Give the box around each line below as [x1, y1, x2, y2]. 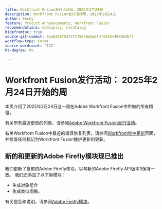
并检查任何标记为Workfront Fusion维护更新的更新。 [5, 137, 108, 142]
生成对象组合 [12, 182, 38, 188]
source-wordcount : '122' [5, 43, 55, 48]
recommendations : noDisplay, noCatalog [5, 25, 86, 30]
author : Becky [5, 16, 34, 21]
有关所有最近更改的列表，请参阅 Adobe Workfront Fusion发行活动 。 [5, 120, 140, 126]
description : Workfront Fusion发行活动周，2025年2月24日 [5, 12, 116, 17]
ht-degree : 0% [5, 48, 34, 52]
